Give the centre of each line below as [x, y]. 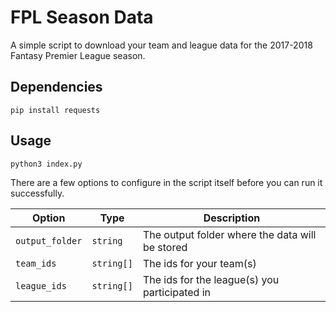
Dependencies [56, 87]
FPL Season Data [82, 17]
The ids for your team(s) [199, 263]
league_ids [41, 285]
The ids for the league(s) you [211, 279]
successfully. [37, 193]
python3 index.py [46, 164]
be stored [165, 247]
